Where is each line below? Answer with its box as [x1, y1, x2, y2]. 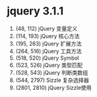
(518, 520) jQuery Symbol [15, 54, 80, 61]
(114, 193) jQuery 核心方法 [15, 32, 80, 40]
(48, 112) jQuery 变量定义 [15, 25, 78, 32]
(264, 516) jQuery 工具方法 [15, 47, 82, 55]
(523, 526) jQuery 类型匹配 [15, 61, 83, 69]
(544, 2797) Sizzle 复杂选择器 [15, 77, 89, 84]
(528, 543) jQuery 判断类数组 [15, 69, 88, 76]
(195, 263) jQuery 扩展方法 [15, 40, 82, 47]
